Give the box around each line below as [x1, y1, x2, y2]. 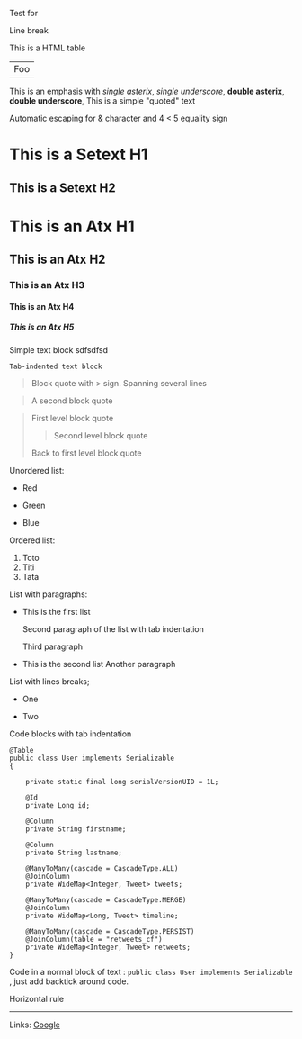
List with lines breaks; [9, 675, 90, 687]
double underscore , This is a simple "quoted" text [9, 95, 196, 106]
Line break [9, 25, 49, 35]
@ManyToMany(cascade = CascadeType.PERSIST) [25, 926, 195, 935]
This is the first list [22, 606, 92, 617]
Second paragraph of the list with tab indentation [22, 623, 204, 634]
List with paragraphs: [9, 589, 88, 600]
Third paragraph [22, 641, 84, 652]
